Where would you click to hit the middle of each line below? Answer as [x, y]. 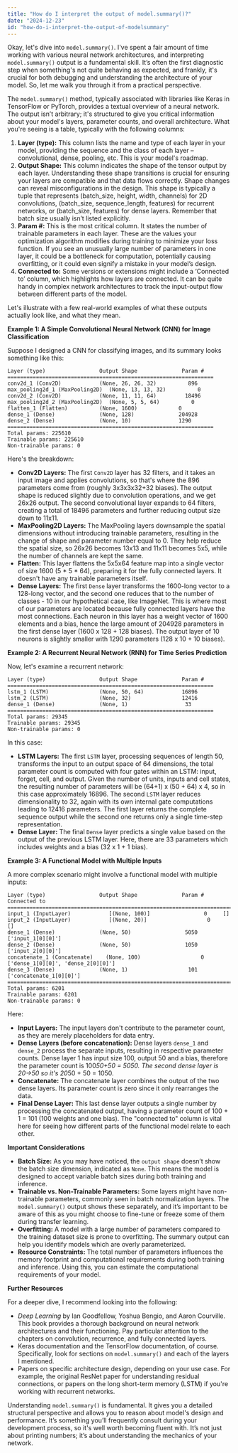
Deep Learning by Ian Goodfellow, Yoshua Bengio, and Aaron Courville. [121, 1316]
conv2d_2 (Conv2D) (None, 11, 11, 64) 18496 [104, 396]
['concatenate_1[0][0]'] [44, 976]
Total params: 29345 [38, 717]
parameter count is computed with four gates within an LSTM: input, [117, 772]
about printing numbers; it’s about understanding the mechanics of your [112, 1436]
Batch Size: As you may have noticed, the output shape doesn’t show [119, 1161]
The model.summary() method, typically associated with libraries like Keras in [119, 99]
